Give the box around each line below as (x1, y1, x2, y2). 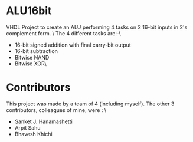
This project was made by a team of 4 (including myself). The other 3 (6, 100, 175, 107)
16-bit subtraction (14, 47, 58, 54)
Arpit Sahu (14, 124, 41, 131)
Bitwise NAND (14, 54, 50, 61)
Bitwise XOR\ (14, 60, 47, 67)
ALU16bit (6, 4, 52, 18)
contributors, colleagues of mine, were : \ (6, 106, 107, 113)
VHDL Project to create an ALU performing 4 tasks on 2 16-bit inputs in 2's (6, 24, 188, 31)
